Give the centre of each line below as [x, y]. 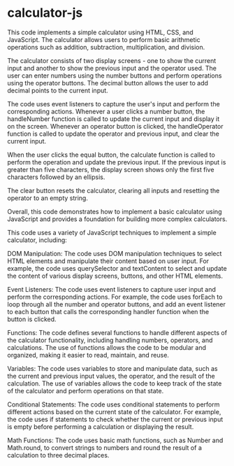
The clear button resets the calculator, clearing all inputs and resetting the [114, 190]
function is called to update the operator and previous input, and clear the [114, 134]
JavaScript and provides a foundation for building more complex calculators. [117, 219]
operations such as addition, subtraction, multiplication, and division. [106, 47]
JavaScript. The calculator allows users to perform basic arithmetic [104, 39]
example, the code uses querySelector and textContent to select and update [117, 268]
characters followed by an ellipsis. [56, 177]
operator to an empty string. [48, 198]
